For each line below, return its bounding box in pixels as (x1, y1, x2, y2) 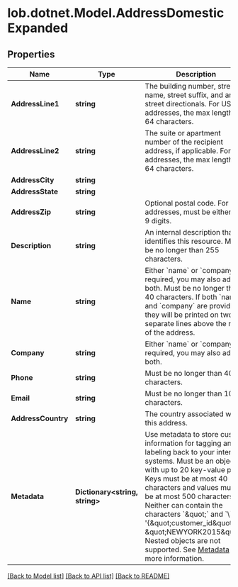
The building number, (144, 82, 216, 91)
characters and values (144, 483, 220, 492)
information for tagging (144, 438, 222, 448)
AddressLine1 (11, 99, 59, 108)
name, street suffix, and (144, 90, 224, 100)
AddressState (11, 186, 59, 196)
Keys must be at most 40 (144, 474, 228, 483)
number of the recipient (144, 137, 223, 147)
